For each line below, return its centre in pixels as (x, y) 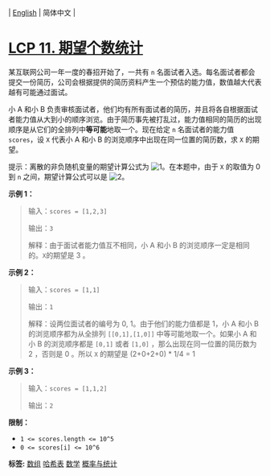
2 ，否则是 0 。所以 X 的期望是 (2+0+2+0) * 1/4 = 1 (111, 354)
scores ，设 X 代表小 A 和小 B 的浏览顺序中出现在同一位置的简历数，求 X (126, 139)
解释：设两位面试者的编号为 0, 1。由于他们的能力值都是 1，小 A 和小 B (143, 323)
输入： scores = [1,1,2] (67, 388)
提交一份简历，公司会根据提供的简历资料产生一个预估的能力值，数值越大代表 (135, 82)
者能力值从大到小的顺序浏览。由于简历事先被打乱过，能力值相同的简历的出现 (135, 119)
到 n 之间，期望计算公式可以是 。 (69, 176)
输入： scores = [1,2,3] (67, 211)
